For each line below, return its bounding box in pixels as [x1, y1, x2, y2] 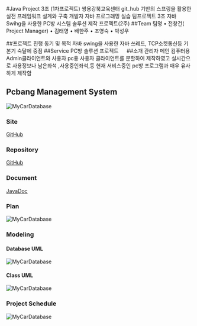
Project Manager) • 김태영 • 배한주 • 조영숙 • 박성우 [6, 27, 129, 34]
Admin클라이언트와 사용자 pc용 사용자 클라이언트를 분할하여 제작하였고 [6, 55, 170, 62]
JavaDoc [6, 187, 28, 194]
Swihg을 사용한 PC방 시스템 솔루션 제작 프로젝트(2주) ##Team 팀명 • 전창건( [6, 20, 185, 27]
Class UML [6, 272, 34, 279]
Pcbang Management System [6, 87, 118, 97]
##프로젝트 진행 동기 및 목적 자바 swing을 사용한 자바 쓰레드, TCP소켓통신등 [6, 40, 182, 47]
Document [6, 174, 37, 182]
